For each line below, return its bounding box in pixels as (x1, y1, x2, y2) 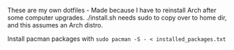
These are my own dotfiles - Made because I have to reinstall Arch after (7, 6, 217, 14)
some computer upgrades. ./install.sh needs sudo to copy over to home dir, (7, 13, 227, 22)
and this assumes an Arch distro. (7, 21, 104, 29)
